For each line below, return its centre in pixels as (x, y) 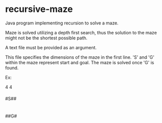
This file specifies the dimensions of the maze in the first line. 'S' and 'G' (80, 57)
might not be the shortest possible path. (46, 38)
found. (12, 68)
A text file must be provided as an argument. (51, 47)
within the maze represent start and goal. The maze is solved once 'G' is (79, 62)
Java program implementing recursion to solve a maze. (62, 23)
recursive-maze (39, 9)
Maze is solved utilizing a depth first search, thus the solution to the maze (81, 32)
